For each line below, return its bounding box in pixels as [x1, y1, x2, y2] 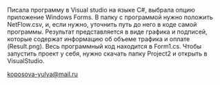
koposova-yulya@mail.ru [7, 70, 78, 78]
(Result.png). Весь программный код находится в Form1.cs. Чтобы [7, 42, 202, 50]
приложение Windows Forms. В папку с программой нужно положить [7, 13, 213, 21]
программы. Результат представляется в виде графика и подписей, [7, 27, 208, 36]
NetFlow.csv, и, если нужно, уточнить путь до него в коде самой [7, 21, 197, 28]
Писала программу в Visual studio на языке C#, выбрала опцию [7, 6, 195, 14]
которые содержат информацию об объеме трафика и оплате [7, 35, 190, 43]
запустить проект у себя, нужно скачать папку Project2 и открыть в [7, 49, 208, 58]
